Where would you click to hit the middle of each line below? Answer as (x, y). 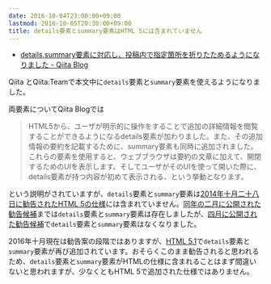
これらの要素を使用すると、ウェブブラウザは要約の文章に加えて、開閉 (144, 157)
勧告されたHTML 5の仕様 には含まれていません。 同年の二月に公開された (142, 204)
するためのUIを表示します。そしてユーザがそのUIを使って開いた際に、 (144, 167)
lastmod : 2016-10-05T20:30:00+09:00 (70, 23)
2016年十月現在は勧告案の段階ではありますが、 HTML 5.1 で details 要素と (129, 241)
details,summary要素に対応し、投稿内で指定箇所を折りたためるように (136, 55)
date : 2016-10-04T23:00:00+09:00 (65, 16)
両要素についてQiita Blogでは (57, 109)
